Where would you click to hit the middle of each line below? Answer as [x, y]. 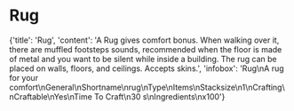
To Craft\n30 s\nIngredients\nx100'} [160, 96]
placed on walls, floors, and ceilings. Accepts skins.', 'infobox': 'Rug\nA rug [147, 68]
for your [24, 77]
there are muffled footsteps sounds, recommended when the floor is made [146, 49]
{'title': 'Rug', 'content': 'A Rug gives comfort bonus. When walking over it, [144, 40]
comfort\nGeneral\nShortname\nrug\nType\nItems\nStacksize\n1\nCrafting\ [147, 87]
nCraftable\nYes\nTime [51, 96]
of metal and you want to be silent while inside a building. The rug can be [143, 59]
